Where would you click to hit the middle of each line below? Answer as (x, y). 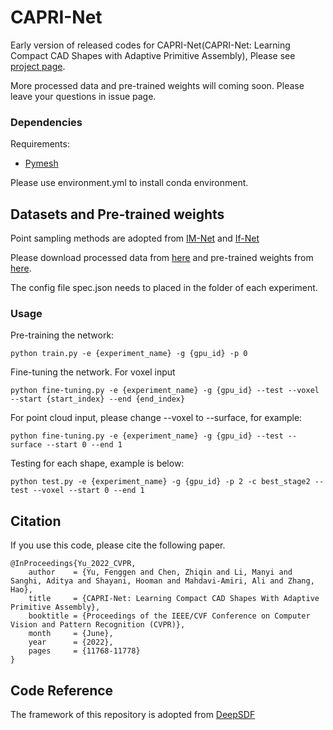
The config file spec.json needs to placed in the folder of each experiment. (164, 288)
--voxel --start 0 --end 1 (88, 491)
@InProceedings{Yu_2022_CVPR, (73, 564)
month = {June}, (71, 634)
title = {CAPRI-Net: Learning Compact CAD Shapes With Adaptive (174, 599)
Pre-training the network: (62, 335)
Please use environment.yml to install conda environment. (129, 183)
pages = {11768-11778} (84, 651)
